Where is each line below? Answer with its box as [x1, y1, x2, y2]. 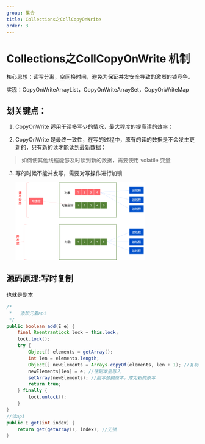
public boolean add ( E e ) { [6, 323, 75, 329]
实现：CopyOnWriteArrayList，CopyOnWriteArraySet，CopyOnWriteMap [6, 86, 189, 93]
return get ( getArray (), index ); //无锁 [17, 426, 117, 432]
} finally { [17, 388, 48, 394]
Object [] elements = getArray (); [28, 349, 113, 355]
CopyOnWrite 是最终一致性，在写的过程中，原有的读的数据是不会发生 [15, 136, 190, 144]
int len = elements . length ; [28, 355, 99, 362]
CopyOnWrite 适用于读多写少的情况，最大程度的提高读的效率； [15, 123, 174, 131]
